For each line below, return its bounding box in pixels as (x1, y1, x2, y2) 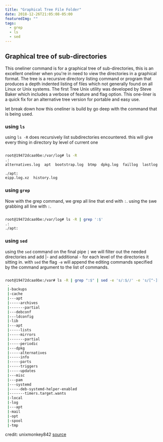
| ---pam (7, 377, 23, 383)
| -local (7, 396, 23, 401)
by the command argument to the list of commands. (5, 264, 109, 270)
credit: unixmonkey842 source (5, 432, 67, 438)
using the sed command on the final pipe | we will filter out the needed (5, 249, 147, 254)
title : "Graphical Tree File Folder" (5, 7, 82, 12)
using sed (5, 237, 28, 244)
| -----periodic (7, 341, 38, 346)
